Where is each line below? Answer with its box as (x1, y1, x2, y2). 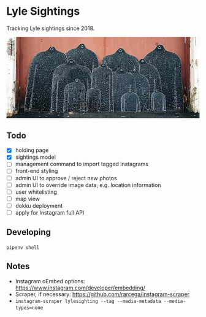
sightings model (15, 153, 56, 161)
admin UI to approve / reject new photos (15, 174, 118, 181)
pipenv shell (6, 244, 40, 251)
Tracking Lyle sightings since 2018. (6, 25, 95, 32)
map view (15, 195, 40, 202)
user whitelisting (15, 188, 57, 196)
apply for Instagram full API (15, 208, 85, 216)
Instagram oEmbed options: (15, 277, 85, 285)
